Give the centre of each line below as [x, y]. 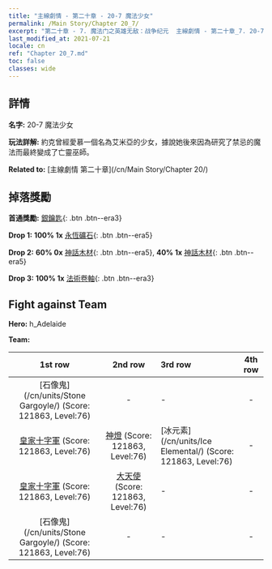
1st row [55, 365]
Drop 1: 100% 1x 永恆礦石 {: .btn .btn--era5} [81, 235]
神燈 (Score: [129, 436]
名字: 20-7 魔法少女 [41, 124]
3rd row [176, 365]
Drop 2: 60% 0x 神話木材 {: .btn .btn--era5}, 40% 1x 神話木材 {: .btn [121, 253]
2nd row [129, 365]
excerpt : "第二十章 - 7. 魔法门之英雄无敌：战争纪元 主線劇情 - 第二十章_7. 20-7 [136, 31]
